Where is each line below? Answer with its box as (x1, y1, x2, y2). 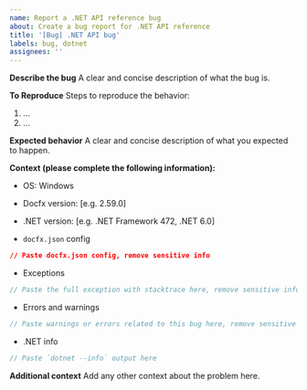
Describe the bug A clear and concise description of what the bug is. (9, 72, 270, 83)
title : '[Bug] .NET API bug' (9, 30, 121, 39)
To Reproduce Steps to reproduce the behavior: (9, 90, 190, 101)
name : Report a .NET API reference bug (9, 13, 162, 23)
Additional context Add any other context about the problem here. (9, 370, 260, 381)
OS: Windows (22, 180, 75, 192)
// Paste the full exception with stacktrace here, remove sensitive (9, 285, 281, 294)
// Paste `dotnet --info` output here (9, 353, 157, 363)
